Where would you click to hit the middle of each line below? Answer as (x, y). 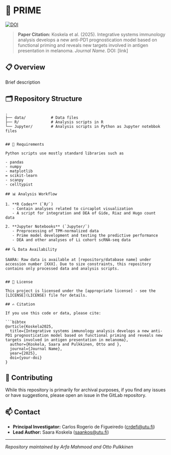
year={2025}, (24, 353)
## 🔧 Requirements (25, 144)
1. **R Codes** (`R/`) (29, 204)
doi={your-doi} (26, 358)
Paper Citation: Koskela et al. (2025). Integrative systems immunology (91, 34)
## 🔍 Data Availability (31, 249)
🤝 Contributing (29, 377)
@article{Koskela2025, (29, 326)
